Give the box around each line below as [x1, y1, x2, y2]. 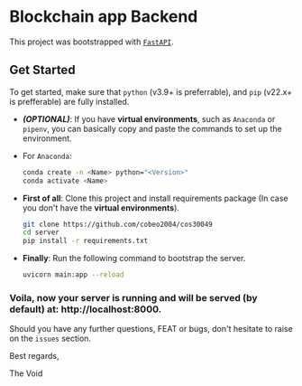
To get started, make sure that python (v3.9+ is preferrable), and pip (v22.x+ [9, 86, 293, 97]
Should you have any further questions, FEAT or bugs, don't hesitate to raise [9, 324, 293, 334]
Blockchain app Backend [9, 6, 198, 27]
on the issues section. [9, 333, 92, 344]
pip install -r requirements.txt [22, 237, 149, 246]
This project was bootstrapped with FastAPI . [9, 36, 174, 47]
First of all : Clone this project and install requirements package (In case [22, 193, 288, 203]
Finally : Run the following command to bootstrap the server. [22, 253, 246, 264]
